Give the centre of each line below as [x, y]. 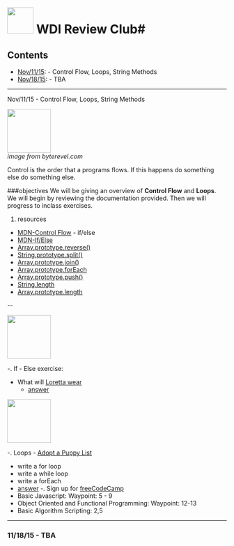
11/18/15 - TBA [32, 535]
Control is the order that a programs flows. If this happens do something [111, 170]
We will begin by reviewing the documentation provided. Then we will [107, 198]
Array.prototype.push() [50, 277]
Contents [28, 55]
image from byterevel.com [45, 156]
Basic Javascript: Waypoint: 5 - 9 [65, 496]
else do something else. [41, 177]
